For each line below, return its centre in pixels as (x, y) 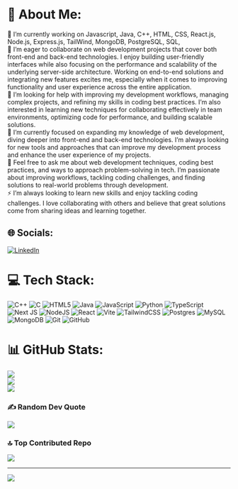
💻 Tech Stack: (51, 280)
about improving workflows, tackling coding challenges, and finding (106, 177)
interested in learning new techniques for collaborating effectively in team (115, 109)
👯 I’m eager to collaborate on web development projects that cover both (112, 49)
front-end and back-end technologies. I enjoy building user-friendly (106, 57)
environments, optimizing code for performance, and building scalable (110, 117)
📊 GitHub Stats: (56, 350)
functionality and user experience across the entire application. (100, 87)
